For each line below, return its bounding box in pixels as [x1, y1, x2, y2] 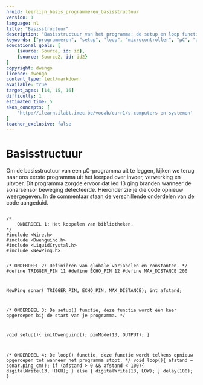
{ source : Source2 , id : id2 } [17, 54, 88, 60]
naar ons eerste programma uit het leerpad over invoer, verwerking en [6, 173, 181, 181]
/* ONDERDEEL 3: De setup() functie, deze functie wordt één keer [6, 307, 177, 313]
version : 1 [6, 14, 34, 21]
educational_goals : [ [6, 43, 61, 49]
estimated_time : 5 [6, 98, 53, 104]
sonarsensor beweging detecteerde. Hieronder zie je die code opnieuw [6, 186, 184, 194]
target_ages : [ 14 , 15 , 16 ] [6, 87, 74, 94]
